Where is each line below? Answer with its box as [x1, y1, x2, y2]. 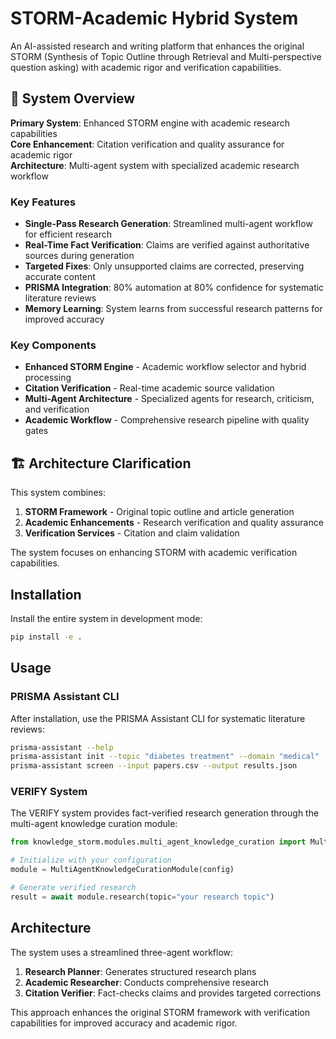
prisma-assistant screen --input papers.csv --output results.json [10, 761, 298, 771]
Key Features [10, 195, 77, 209]
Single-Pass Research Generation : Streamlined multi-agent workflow [24, 218, 313, 230]
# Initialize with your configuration [10, 855, 172, 866]
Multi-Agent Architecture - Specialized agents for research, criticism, [24, 393, 315, 405]
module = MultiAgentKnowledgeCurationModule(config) [10, 865, 235, 875]
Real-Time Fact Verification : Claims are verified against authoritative [24, 239, 310, 251]
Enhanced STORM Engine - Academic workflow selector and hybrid [24, 361, 307, 373]
